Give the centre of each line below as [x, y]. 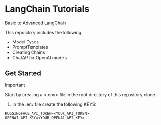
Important [15, 85]
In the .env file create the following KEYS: [54, 104]
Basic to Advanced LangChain [36, 23]
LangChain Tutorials [47, 9]
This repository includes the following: [44, 32]
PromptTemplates [30, 47]
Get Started [23, 73]
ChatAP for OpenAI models [40, 57]
